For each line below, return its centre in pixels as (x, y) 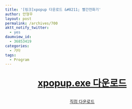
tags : (11, 55)
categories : (17, 46)
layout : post (18, 19)
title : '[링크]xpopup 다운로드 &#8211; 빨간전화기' (53, 10)
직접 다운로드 (82, 102)
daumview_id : (18, 37)
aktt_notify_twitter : (27, 28)
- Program (19, 60)
